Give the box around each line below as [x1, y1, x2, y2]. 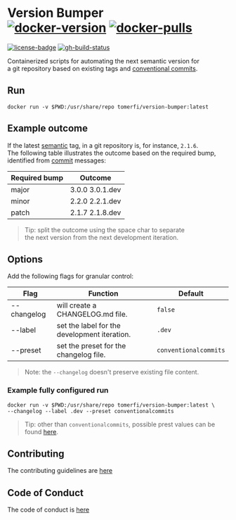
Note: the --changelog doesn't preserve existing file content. [24, 368, 199, 376]
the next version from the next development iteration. [24, 233, 179, 241]
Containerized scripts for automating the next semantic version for [7, 56, 200, 65]
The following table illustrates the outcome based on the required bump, [7, 148, 216, 157]
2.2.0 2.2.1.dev [70, 196, 122, 205]
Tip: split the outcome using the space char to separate [24, 225, 185, 234]
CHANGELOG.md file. [56, 310, 128, 319]
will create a [56, 300, 97, 310]
